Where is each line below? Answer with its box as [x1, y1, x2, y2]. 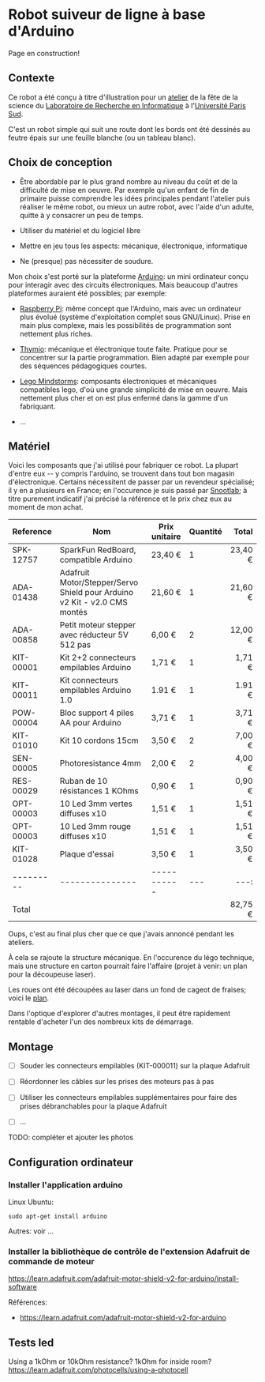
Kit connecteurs [59, 675, 119, 686]
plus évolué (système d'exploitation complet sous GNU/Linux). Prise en [19, 312, 251, 322]
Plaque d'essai [59, 849, 114, 860]
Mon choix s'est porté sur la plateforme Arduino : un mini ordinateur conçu [8, 271, 248, 281]
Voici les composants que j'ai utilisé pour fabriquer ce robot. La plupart [8, 461, 239, 470]
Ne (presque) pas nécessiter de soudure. [19, 256, 154, 265]
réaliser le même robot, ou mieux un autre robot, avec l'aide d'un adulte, [19, 201, 255, 211]
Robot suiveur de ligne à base [8, 6, 207, 24]
